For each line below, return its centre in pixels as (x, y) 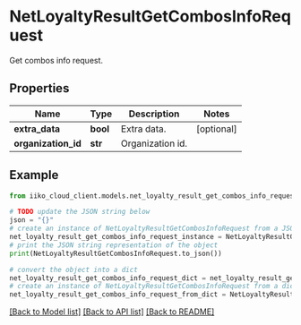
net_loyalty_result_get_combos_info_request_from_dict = (118, 295)
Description (154, 114)
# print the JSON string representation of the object (114, 245)
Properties (39, 88)
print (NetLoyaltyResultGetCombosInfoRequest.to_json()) (116, 253)
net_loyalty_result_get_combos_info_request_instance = (116, 237)
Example (34, 175)
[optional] (216, 129)
